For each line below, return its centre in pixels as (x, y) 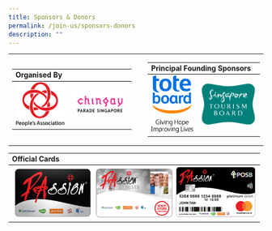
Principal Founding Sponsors (201, 68)
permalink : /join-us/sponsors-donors (72, 26)
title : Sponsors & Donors (52, 17)
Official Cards (36, 159)
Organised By (39, 75)
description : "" (36, 34)
